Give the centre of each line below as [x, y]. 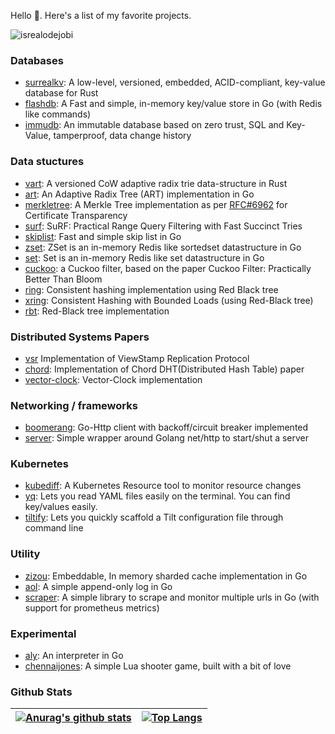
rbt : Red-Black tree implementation [97, 311]
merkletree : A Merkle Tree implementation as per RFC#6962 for [156, 204]
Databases [37, 60]
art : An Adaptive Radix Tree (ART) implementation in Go [139, 194]
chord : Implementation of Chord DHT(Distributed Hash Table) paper [164, 369]
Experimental [43, 633]
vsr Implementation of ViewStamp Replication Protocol [137, 358]
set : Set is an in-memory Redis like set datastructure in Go [144, 257]
